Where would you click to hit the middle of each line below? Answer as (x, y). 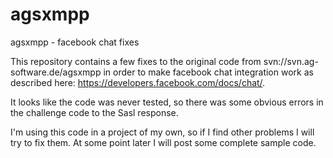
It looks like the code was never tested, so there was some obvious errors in (167, 102)
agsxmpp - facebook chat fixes (75, 42)
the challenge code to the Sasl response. (94, 112)
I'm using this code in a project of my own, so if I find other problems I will (162, 132)
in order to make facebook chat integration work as (208, 72)
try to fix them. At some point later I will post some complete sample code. (163, 142)
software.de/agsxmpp (56, 72)
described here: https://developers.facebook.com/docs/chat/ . (138, 82)
